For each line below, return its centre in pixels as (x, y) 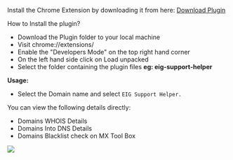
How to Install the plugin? (44, 23)
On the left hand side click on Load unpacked (83, 59)
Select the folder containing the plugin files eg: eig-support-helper (115, 67)
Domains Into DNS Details (55, 128)
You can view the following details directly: (69, 107)
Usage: (18, 80)
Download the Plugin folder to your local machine (88, 37)
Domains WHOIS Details (52, 121)
